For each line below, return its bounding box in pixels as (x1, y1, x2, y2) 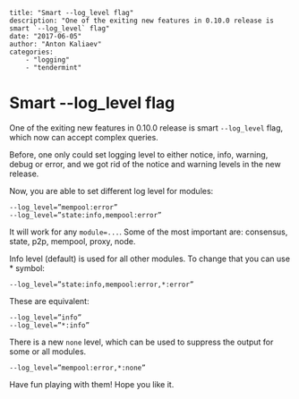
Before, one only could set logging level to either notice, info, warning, (9, 149, 269, 160)
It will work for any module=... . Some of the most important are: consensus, (9, 226, 288, 237)
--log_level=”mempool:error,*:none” (9, 363, 146, 372)
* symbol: (9, 262, 45, 273)
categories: (9, 47, 54, 56)
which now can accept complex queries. (9, 132, 158, 142)
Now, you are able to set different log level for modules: (9, 185, 214, 196)
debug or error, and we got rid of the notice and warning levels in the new (9, 158, 281, 169)
